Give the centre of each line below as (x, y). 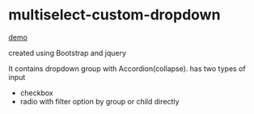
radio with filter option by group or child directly (99, 101)
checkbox (37, 93)
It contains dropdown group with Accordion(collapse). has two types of (127, 68)
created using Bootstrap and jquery (68, 53)
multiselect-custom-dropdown (114, 15)
